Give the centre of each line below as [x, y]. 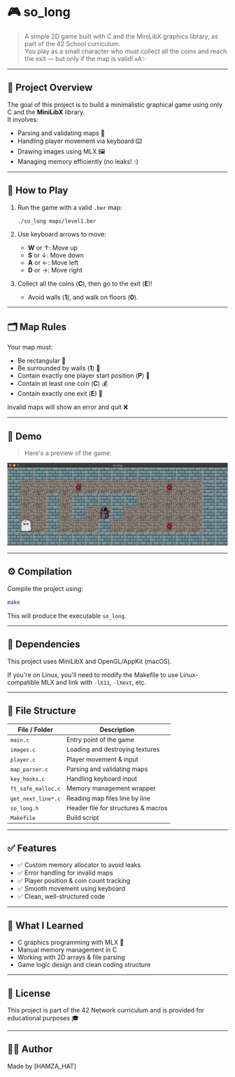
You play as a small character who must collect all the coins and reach [126, 51]
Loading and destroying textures [113, 749]
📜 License [29, 993]
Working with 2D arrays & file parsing [71, 957]
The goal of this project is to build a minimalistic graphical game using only [115, 104]
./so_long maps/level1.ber [57, 221]
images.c [23, 750]
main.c [20, 741]
